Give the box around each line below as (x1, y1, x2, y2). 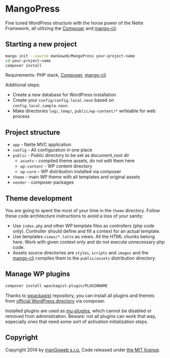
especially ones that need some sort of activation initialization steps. (5, 318, 149, 324)
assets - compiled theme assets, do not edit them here (20, 158, 135, 164)
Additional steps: (5, 82, 41, 88)
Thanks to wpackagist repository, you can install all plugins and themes (5, 292, 155, 299)
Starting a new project (5, 40, 77, 49)
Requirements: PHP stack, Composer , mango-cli (5, 72, 107, 78)
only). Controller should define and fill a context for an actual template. (12, 228, 161, 234)
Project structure (5, 128, 60, 137)
